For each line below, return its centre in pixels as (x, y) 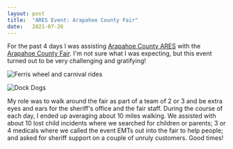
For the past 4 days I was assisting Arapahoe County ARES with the (104, 46)
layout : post (26, 14)
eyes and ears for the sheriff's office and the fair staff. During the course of (115, 109)
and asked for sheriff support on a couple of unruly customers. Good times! (115, 138)
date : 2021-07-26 (35, 26)
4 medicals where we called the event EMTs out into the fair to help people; (115, 131)
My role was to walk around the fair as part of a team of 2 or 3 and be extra (115, 101)
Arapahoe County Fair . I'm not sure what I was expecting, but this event (110, 53)
